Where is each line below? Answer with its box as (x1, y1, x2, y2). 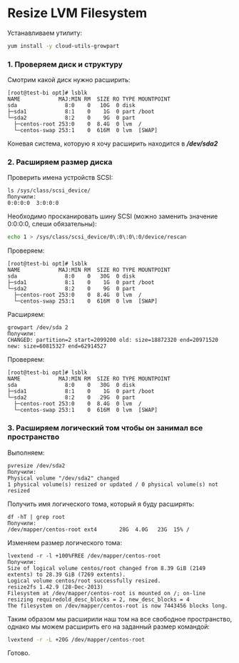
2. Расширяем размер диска (7, 157, 113, 167)
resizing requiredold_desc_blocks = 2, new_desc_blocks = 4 (7, 596, 190, 603)
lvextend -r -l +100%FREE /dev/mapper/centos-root (7, 552, 161, 560)
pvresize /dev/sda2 (7, 462, 66, 469)
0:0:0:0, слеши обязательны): (7, 220, 98, 228)
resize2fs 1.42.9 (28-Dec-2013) (7, 583, 103, 590)
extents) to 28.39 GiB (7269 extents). (7, 571, 126, 578)
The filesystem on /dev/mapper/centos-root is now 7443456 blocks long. (7, 602, 228, 609)
